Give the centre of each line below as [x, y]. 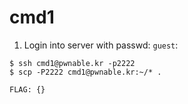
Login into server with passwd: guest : [101, 45]
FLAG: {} [27, 89]
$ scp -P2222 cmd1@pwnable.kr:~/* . [85, 72]
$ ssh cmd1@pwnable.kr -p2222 [72, 63]
